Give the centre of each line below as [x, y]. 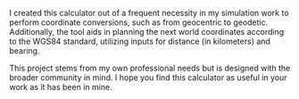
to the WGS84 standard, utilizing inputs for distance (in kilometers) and [140, 41]
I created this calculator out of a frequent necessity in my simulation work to [149, 13]
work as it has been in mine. [61, 87]
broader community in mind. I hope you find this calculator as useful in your [148, 78]
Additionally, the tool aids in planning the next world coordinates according [147, 32]
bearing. [25, 51]
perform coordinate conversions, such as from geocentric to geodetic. [139, 22]
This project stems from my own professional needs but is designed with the [150, 68]
